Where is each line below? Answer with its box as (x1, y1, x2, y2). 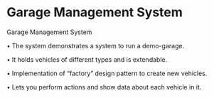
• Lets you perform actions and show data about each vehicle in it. (6, 82, 202, 91)
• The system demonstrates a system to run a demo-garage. (6, 41, 185, 50)
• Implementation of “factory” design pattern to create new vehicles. (6, 69, 208, 77)
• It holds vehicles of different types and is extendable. (6, 55, 168, 64)
